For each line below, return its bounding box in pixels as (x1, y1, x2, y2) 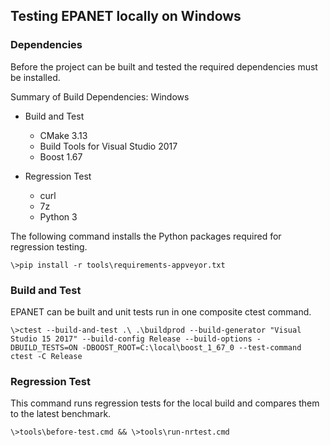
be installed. (10, 71, 61, 83)
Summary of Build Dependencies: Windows (10, 90, 190, 103)
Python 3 (39, 210, 78, 223)
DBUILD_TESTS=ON (10, 342, 78, 353)
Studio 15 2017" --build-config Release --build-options (10, 334, 253, 344)
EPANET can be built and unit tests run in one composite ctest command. (10, 305, 312, 318)
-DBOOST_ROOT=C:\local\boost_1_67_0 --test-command (81, 342, 302, 353)
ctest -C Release (10, 351, 83, 361)
